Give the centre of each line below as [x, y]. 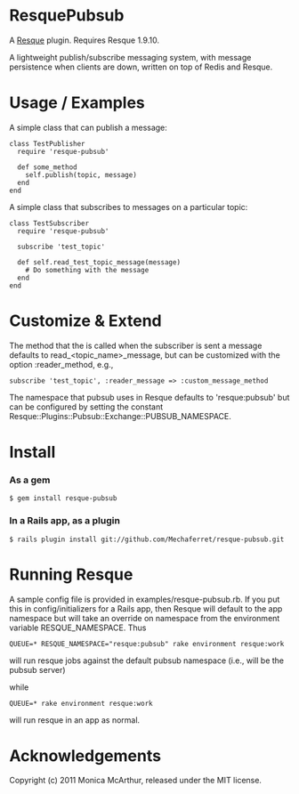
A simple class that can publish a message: [88, 127]
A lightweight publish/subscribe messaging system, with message [130, 57]
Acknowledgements [85, 755]
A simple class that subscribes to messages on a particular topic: [129, 207]
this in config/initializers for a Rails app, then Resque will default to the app [146, 608]
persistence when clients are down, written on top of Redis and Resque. [141, 67]
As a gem [30, 480]
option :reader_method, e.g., [61, 364]
